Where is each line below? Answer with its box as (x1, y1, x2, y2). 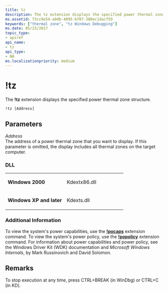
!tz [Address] (5, 106, 35, 111)
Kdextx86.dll (66, 178, 96, 185)
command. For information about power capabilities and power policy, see (5, 238, 158, 245)
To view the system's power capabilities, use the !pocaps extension (5, 228, 145, 234)
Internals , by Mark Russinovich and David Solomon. (5, 249, 111, 255)
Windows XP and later (7, 197, 62, 204)
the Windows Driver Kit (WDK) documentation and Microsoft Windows (5, 244, 150, 250)
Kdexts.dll (66, 197, 90, 204)
